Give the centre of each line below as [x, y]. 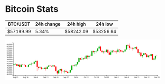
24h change [48, 24]
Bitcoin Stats [32, 9]
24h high [77, 24]
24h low [104, 24]
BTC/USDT [19, 24]
